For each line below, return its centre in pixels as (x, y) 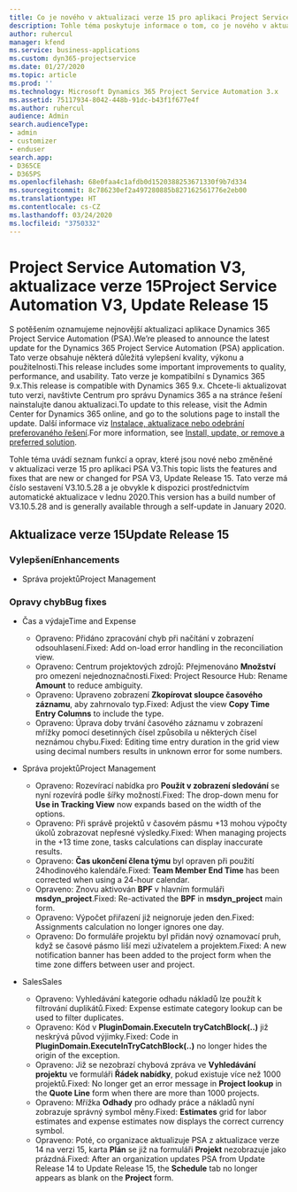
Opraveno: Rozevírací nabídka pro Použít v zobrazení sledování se (157, 786)
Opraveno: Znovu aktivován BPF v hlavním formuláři (130, 889)
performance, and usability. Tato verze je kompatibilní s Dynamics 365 (137, 377)
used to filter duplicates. (79, 1018)
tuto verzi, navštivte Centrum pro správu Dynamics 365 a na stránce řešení (146, 395)
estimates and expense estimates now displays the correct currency (160, 1121)
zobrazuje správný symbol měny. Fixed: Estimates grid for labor (151, 1112)
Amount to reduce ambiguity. (89, 686)
